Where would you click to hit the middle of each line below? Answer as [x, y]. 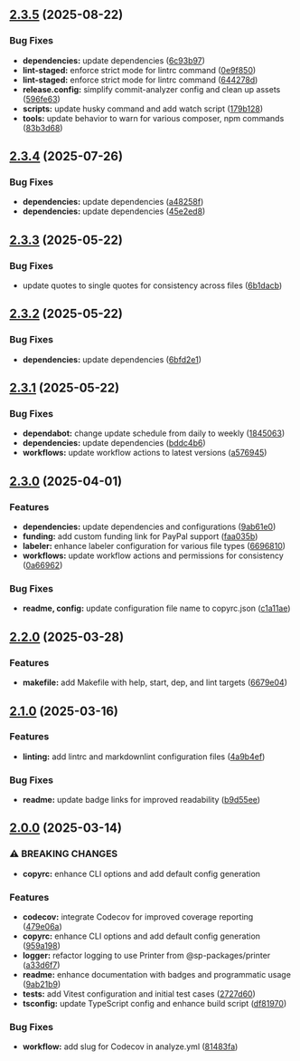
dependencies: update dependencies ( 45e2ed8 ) [114, 211]
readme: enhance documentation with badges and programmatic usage [157, 975]
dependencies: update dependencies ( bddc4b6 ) [114, 443]
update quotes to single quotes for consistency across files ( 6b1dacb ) [152, 285]
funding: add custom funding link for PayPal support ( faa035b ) [140, 536]
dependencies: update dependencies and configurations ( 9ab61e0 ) [149, 527]
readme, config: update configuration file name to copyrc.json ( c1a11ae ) [156, 608]
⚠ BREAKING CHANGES [64, 854]
